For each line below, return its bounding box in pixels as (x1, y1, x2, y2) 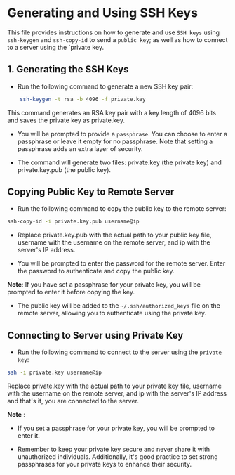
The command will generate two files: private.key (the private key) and (17, 158, 222, 167)
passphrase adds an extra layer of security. (17, 144, 143, 152)
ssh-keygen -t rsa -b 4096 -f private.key (20, 96, 146, 103)
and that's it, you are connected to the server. (7, 397, 139, 405)
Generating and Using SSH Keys (7, 5, 199, 21)
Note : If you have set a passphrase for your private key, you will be (7, 280, 201, 289)
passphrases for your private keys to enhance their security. (17, 460, 192, 468)
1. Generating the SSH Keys (7, 63, 129, 75)
